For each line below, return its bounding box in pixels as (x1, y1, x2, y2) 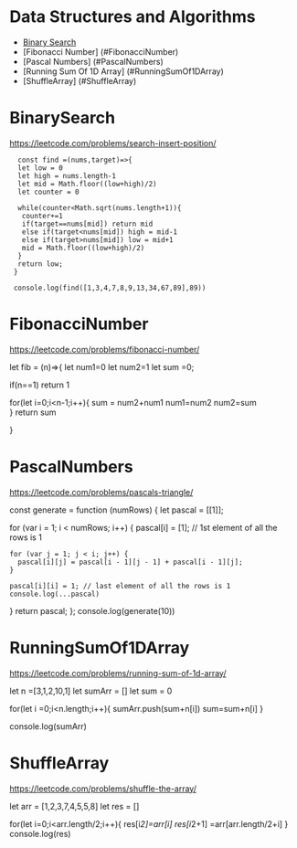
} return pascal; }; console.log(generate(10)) (9, 605, 175, 616)
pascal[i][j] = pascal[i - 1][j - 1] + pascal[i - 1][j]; (17, 557, 244, 567)
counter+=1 (21, 211, 64, 220)
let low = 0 (17, 163, 64, 173)
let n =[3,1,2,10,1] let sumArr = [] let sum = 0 (9, 685, 173, 696)
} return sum (9, 407, 57, 418)
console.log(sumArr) (9, 720, 87, 732)
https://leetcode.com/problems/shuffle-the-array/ (9, 783, 196, 794)
